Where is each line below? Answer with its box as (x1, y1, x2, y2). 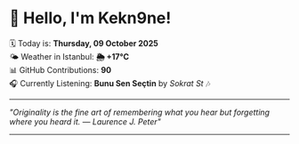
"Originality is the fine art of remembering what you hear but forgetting (9, 107, 270, 117)
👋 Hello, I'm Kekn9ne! (9, 8, 172, 28)
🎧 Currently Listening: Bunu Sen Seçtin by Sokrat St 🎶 (9, 77, 211, 88)
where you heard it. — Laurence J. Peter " (9, 116, 162, 127)
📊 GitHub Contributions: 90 (9, 64, 112, 75)
